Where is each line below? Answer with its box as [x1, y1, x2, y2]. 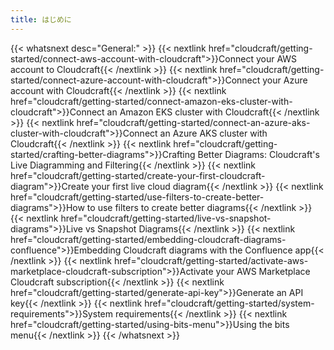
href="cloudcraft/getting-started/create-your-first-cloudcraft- [10, 169, 266, 181]
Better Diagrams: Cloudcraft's [197, 148, 320, 160]
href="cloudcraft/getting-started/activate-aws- [113, 254, 309, 266]
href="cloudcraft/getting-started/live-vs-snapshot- [60, 212, 272, 224]
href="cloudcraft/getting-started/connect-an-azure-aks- [76, 116, 311, 128]
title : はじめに [10, 14, 72, 25]
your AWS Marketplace [215, 265, 311, 277]
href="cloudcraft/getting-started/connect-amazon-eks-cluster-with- [10, 95, 293, 107]
